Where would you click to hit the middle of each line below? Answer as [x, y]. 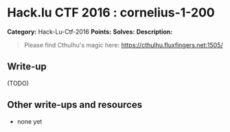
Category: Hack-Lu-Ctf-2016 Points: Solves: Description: [90, 32]
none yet [30, 121]
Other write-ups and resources [75, 105]
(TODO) [18, 83]
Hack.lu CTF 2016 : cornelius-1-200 [111, 13]
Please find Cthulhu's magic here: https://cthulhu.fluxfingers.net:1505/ [123, 45]
